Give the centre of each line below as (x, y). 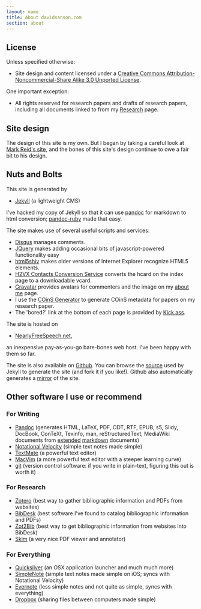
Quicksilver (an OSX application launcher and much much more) (94, 568)
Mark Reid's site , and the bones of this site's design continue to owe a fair (97, 149)
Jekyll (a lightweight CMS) (47, 200)
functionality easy (37, 255)
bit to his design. (27, 156)
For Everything (28, 554)
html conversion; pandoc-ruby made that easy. (64, 219)
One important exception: (38, 91)
